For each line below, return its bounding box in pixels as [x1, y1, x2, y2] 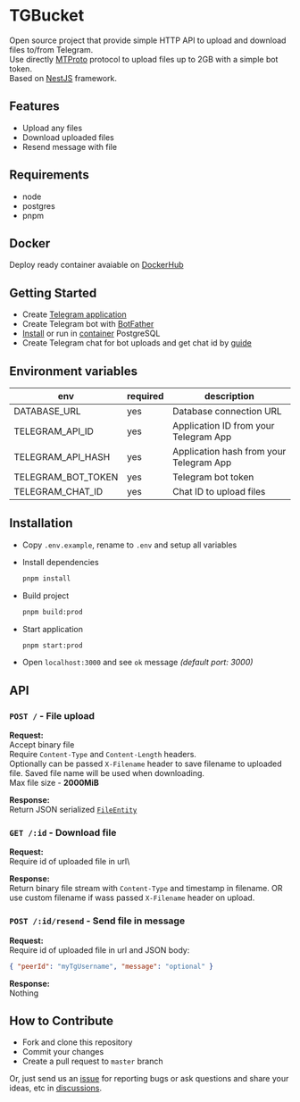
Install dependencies [21, 556, 100, 567]
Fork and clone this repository [21, 1037, 133, 1048]
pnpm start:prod [21, 640, 83, 650]
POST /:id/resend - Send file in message [9, 914, 186, 927]
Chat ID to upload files [172, 486, 266, 497]
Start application [21, 623, 83, 634]
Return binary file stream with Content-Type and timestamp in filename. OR [9, 883, 283, 894]
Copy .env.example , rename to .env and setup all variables [21, 539, 237, 550]
